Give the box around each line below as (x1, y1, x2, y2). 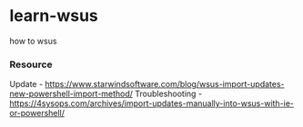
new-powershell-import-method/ (9, 88, 134, 100)
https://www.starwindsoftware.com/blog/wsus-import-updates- (45, 79, 285, 90)
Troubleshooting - (135, 88, 203, 100)
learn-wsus (9, 5, 98, 26)
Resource (9, 58, 53, 71)
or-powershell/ (9, 108, 66, 119)
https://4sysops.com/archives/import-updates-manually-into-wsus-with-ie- (9, 98, 294, 109)
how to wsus (9, 35, 57, 46)
